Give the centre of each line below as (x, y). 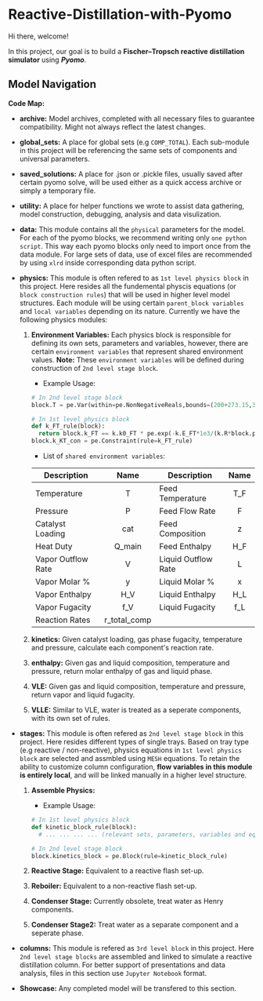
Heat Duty (54, 546)
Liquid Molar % (187, 582)
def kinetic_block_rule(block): (84, 827)
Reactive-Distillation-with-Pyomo (120, 15)
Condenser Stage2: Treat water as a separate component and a (135, 925)
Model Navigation (52, 84)
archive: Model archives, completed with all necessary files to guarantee (137, 118)
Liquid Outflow (186, 559)
